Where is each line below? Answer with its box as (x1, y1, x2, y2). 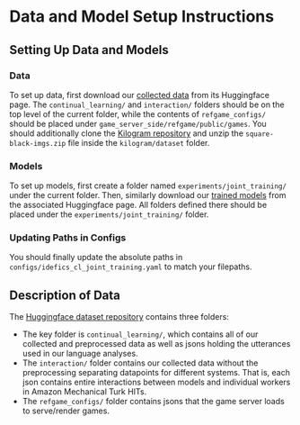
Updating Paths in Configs (9, 231, 127, 244)
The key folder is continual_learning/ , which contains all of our (22, 329, 259, 339)
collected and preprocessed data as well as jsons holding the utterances (22, 339, 291, 349)
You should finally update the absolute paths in (9, 252, 183, 263)
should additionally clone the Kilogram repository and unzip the (9, 128, 244, 139)
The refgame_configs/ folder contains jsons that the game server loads (22, 396, 285, 407)
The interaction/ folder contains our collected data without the (22, 357, 259, 368)
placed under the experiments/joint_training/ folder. (9, 209, 209, 220)
